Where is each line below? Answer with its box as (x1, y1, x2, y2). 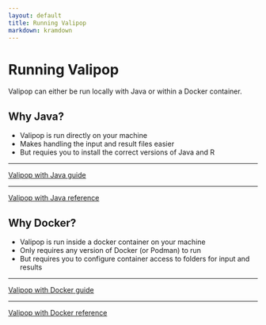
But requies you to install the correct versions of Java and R (19, 147, 215, 157)
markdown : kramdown (8, 26, 73, 34)
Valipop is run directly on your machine (19, 131, 148, 140)
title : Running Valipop (8, 19, 87, 27)
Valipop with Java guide (8, 170, 86, 180)
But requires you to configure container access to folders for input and (19, 254, 250, 263)
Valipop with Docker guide (8, 285, 94, 294)
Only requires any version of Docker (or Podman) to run (19, 245, 202, 254)
